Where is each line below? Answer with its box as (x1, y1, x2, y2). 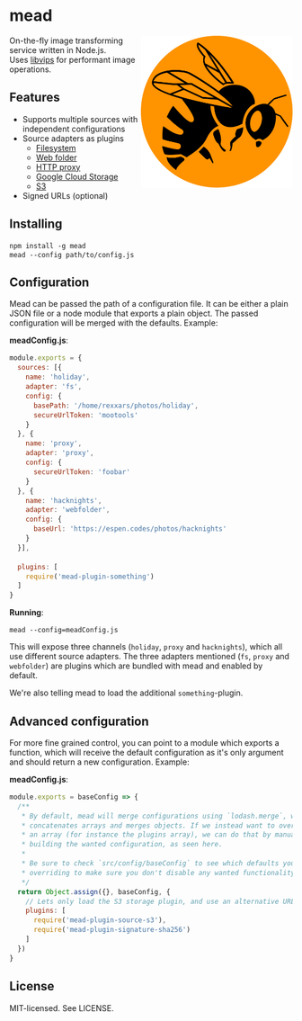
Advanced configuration (9, 713, 150, 729)
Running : (9, 607, 44, 618)
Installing (9, 217, 63, 232)
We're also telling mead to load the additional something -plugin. (9, 687, 244, 698)
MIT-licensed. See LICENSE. (9, 1002, 114, 1013)
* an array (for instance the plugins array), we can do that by (21, 830, 271, 839)
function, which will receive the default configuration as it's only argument (9, 747, 285, 757)
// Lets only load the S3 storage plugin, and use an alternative (25, 897, 280, 906)
